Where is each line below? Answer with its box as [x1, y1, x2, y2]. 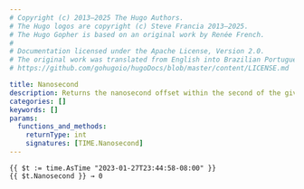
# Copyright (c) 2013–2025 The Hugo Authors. [9, 13, 184, 23]
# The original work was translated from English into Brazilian [9, 55, 261, 64]
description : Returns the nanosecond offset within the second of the [9, 88, 281, 98]
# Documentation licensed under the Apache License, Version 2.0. [9, 47, 265, 56]
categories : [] [9, 97, 67, 106]
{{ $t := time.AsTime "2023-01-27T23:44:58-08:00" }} [9, 164, 217, 173]
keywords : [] [9, 105, 59, 114]
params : [9, 114, 39, 123]
